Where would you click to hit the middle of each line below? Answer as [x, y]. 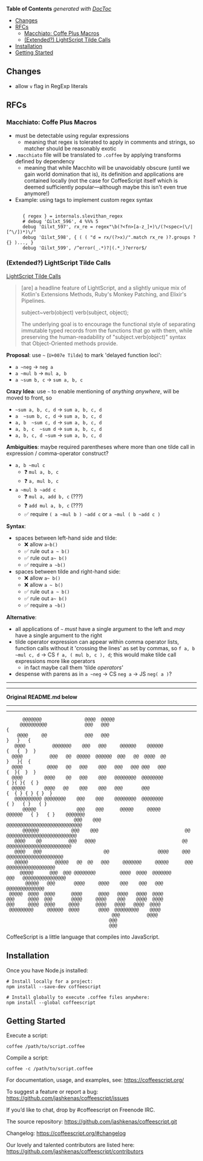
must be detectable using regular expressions [72, 135]
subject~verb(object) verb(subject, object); [75, 312]
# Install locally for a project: [50, 982]
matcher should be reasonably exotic [70, 148]
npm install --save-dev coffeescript [54, 987]
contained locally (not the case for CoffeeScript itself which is [101, 180]
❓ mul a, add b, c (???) [53, 496]
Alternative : [21, 617]
